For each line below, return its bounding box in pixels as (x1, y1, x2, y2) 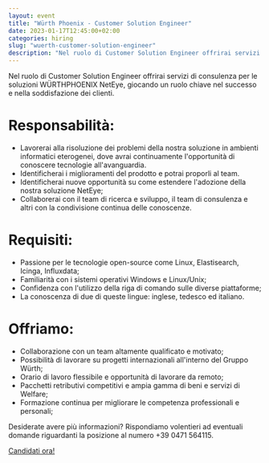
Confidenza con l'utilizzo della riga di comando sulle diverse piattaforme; (19, 283, 262, 293)
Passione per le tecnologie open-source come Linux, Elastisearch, (19, 257, 239, 267)
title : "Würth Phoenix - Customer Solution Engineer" (8, 19, 193, 27)
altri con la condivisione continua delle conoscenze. (19, 203, 192, 212)
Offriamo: (8, 320, 75, 338)
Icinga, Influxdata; (19, 266, 80, 276)
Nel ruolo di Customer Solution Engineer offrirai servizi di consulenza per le (8, 72, 258, 80)
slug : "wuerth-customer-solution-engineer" (8, 42, 157, 50)
